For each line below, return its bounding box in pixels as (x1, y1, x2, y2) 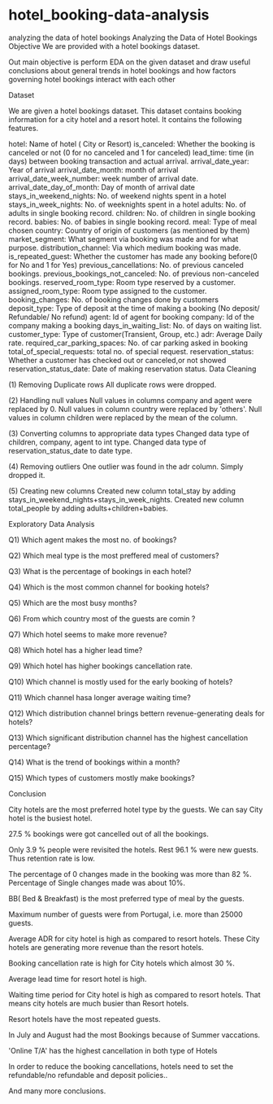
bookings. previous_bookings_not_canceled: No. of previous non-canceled (8, 269, 260, 278)
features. (8, 123, 39, 133)
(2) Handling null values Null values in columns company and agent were (8, 395, 253, 405)
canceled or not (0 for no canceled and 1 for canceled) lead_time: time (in (8, 147, 254, 157)
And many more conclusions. (8, 1085, 106, 1096)
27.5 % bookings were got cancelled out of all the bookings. (8, 829, 209, 839)
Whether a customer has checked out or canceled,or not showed (8, 355, 227, 365)
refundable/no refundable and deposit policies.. (8, 1070, 168, 1080)
